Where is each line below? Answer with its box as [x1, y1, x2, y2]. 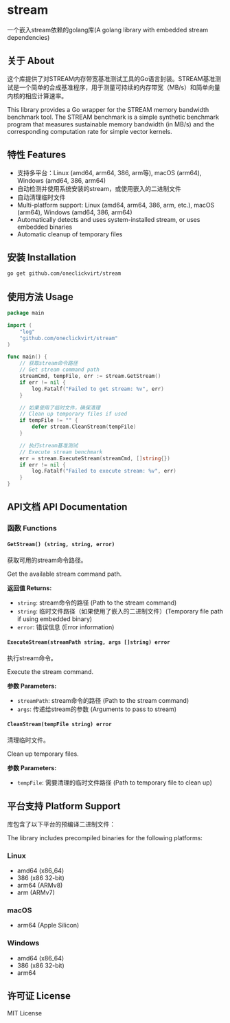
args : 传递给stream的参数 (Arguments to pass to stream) [16, 705, 177, 713]
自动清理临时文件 [16, 193, 66, 201]
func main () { [7, 353, 48, 361]
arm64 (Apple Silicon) [16, 921, 80, 930]
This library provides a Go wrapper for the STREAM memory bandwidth [7, 105, 209, 113]
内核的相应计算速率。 [7, 91, 67, 100]
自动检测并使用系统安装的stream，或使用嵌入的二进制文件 [16, 184, 182, 192]
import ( [7, 322, 32, 328]
